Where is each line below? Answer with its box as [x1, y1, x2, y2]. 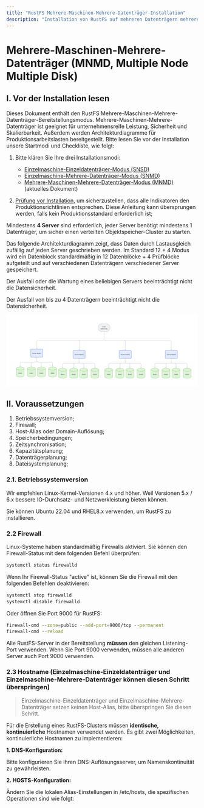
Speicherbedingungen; [15, 434, 73, 442]
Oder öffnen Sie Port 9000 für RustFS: [6, 609, 102, 617]
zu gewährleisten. [6, 765, 51, 772]
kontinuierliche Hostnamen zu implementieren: [6, 734, 123, 742]
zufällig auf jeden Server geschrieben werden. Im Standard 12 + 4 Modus [6, 246, 189, 253]
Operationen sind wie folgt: [6, 795, 74, 802]
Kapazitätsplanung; [15, 447, 64, 455]
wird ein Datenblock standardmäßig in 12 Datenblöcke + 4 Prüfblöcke [6, 253, 180, 260]
